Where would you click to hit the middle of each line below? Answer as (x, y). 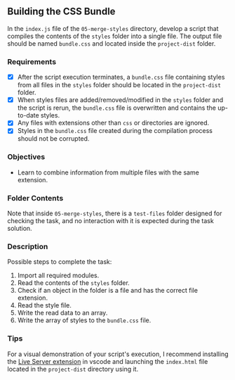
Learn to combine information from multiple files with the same (108, 172)
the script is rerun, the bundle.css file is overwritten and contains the (116, 108)
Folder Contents (35, 198)
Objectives (26, 157)
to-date (28, 115)
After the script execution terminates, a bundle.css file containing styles (121, 77)
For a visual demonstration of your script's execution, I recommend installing (118, 354)
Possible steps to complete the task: (60, 262)
